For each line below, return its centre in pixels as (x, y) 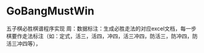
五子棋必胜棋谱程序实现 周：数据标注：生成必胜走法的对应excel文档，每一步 (101, 28)
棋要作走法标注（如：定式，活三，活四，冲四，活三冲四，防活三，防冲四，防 (102, 36)
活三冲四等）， (24, 43)
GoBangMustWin (50, 11)
